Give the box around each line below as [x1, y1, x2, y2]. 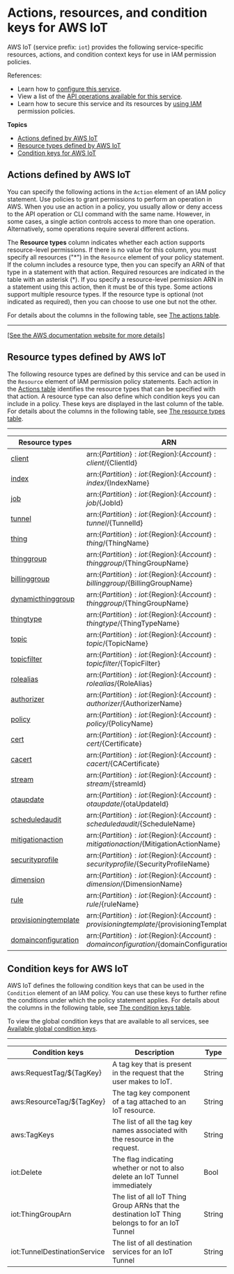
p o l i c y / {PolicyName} [86, 719, 153, 728]
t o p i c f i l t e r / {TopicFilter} [86, 658, 161, 668]
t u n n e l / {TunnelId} [86, 518, 143, 527]
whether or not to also [112, 1163, 185, 1173]
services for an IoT [112, 1247, 173, 1257]
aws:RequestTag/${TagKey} [10, 1068, 102, 1078]
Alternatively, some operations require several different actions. [7, 225, 189, 233]
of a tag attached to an [112, 1097, 187, 1107]
